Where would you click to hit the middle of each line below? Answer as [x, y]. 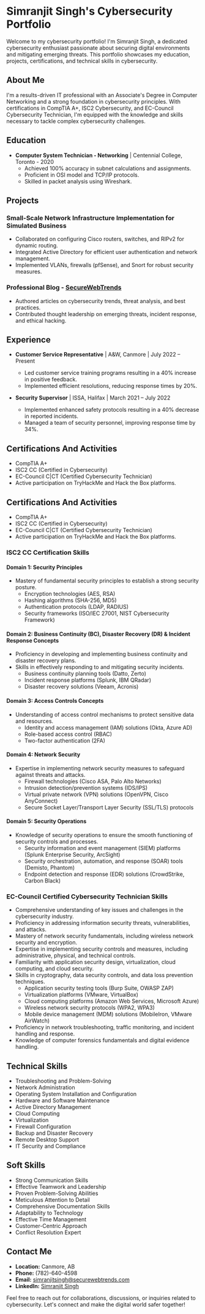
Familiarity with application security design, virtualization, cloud [95, 962]
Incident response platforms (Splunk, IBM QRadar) [88, 680]
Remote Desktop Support [47, 1140]
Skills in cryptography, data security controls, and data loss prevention [104, 975]
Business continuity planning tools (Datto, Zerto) [85, 674]
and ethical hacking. [41, 320]
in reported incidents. [51, 416]
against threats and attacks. [50, 775]
